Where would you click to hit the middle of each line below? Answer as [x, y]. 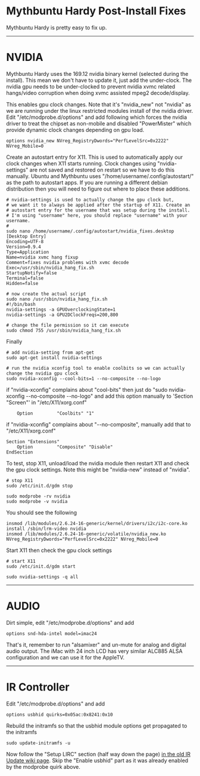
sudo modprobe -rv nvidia [38, 496]
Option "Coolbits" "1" [56, 413]
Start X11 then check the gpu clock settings [59, 550]
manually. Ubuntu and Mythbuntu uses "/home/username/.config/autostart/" [100, 176]
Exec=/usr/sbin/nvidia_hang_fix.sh [50, 268]
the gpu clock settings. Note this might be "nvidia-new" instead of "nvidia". [98, 470]
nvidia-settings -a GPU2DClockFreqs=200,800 [62, 315]
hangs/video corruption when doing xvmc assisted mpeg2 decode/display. [98, 93]
